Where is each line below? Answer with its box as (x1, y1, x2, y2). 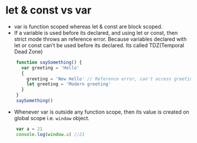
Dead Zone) (14, 48, 44, 55)
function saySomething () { (16, 59, 82, 65)
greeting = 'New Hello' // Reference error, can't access (26, 76, 172, 82)
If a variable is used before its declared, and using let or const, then (14, 29, 178, 36)
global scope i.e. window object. (14, 114, 90, 121)
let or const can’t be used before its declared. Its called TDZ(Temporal (14, 42, 185, 49)
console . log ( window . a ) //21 (16, 131, 85, 137)
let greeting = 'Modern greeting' (26, 81, 111, 87)
